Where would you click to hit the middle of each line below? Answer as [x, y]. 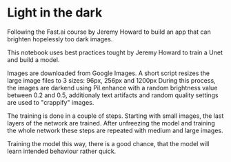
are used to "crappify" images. [51, 102]
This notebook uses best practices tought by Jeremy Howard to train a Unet [115, 52]
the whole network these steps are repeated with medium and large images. [115, 130]
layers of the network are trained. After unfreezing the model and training [111, 123]
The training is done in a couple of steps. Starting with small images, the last [115, 116]
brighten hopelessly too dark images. [60, 39]
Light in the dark [55, 13]
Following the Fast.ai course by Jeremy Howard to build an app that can [109, 32]
